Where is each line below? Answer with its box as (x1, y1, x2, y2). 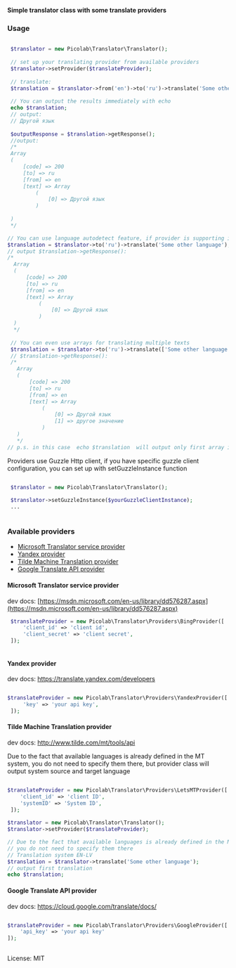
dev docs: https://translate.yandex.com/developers (7, 675, 156, 683)
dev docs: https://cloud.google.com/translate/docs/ (7, 902, 157, 910)
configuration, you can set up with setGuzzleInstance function (7, 464, 188, 472)
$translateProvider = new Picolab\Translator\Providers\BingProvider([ (10, 618, 225, 625)
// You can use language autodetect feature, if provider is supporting (7, 235, 225, 242)
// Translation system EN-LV (7, 851, 93, 858)
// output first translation (7, 865, 93, 872)
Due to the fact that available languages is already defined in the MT (7, 751, 205, 760)
